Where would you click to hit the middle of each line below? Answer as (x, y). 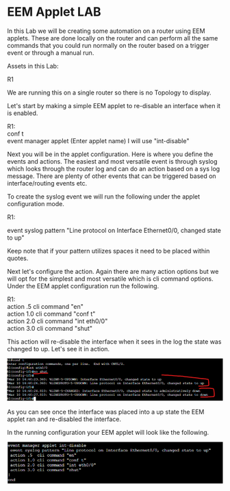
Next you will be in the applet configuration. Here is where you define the (110, 154)
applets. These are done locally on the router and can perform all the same (113, 38)
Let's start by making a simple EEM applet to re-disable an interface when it (114, 105)
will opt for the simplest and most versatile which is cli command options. (110, 279)
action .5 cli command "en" (46, 306)
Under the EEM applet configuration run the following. (83, 286)
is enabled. (23, 113)
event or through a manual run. (51, 53)
